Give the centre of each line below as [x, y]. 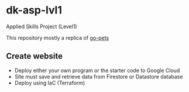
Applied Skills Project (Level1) [42, 26]
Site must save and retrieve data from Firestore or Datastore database [99, 76]
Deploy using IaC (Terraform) [50, 83]
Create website [35, 56]
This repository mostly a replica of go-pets [58, 38]
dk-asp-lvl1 [34, 10]
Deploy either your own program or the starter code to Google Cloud [97, 70]
